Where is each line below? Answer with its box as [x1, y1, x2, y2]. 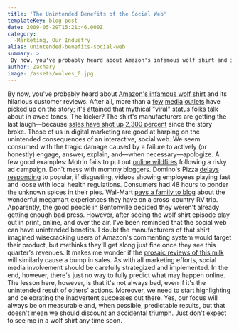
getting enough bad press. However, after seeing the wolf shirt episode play [7, 210, 230, 219]
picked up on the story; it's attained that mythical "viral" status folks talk [7, 105, 218, 113]
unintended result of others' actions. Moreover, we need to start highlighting [7, 286, 231, 294]
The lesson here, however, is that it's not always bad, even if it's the [7, 278, 206, 287]
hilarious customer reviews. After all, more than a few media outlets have [7, 97, 221, 105]
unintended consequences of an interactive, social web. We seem [7, 134, 201, 143]
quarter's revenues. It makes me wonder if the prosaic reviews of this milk [7, 248, 224, 257]
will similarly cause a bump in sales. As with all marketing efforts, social [7, 255, 217, 264]
